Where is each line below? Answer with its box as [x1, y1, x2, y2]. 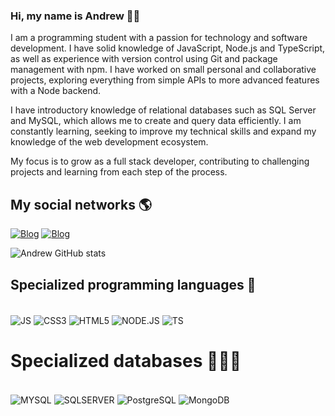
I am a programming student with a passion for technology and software [10, 32, 308, 44]
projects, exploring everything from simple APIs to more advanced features [10, 74, 320, 86]
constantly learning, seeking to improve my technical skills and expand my [10, 125, 317, 138]
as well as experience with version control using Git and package [10, 53, 278, 65]
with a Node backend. [10, 85, 102, 97]
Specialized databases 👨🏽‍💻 [10, 349, 242, 372]
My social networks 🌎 [10, 196, 153, 213]
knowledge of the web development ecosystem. [10, 136, 209, 148]
